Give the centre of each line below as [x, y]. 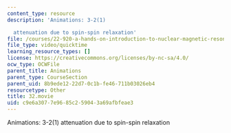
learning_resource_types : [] [49, 52]
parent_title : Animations [44, 71]
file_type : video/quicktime [47, 45]
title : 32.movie [30, 96]
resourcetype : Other [37, 90]
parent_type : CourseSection [47, 77]
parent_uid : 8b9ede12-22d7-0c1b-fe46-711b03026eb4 [81, 83]
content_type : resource [41, 13]
